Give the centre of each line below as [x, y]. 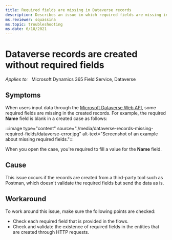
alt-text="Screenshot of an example [120, 134]
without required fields [55, 65]
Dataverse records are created [71, 54]
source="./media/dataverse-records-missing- [105, 128]
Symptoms [23, 95]
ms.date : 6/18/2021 [26, 29]
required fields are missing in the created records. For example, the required [86, 113]
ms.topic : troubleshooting [34, 24]
